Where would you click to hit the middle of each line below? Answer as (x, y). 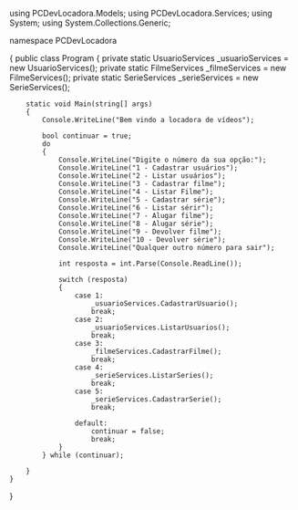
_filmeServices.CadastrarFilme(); (156, 351)
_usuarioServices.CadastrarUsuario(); (164, 304)
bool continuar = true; (87, 136)
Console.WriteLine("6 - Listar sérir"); (136, 208)
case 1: (89, 296)
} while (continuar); (83, 455)
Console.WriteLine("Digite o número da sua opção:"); (162, 160)
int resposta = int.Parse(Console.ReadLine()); (150, 264)
